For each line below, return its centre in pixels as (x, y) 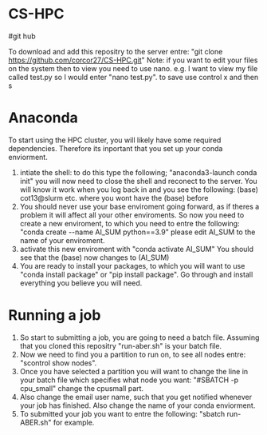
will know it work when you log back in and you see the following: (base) (139, 190)
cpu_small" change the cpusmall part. (82, 388)
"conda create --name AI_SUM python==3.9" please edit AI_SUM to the (137, 232)
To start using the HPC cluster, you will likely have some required (115, 140)
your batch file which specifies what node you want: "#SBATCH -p (129, 380)
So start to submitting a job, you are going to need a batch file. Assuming (139, 337)
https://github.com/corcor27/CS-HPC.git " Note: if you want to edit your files (133, 60)
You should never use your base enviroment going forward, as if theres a (139, 206)
